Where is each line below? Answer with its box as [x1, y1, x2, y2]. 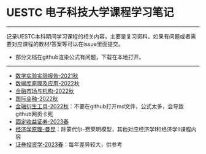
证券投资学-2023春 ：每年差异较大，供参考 [15, 141, 123, 148]
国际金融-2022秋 [15, 95, 58, 102]
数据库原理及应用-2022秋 [15, 79, 80, 87]
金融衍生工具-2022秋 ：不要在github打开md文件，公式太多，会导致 [15, 102, 184, 110]
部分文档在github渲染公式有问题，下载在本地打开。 [15, 53, 145, 61]
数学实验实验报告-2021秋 [15, 71, 78, 79]
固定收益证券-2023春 [15, 117, 69, 125]
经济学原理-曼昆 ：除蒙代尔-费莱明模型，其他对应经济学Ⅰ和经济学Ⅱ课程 [15, 125, 191, 133]
